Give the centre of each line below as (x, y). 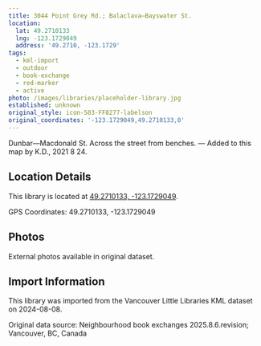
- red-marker (37, 83)
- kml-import (37, 61)
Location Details (50, 177)
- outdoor (32, 68)
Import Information (57, 281)
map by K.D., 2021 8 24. (48, 151)
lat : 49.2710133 (43, 31)
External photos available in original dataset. (82, 256)
